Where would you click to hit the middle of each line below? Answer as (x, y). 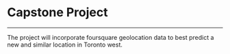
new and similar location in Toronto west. (65, 45)
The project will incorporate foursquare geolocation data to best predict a (111, 37)
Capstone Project (57, 12)
